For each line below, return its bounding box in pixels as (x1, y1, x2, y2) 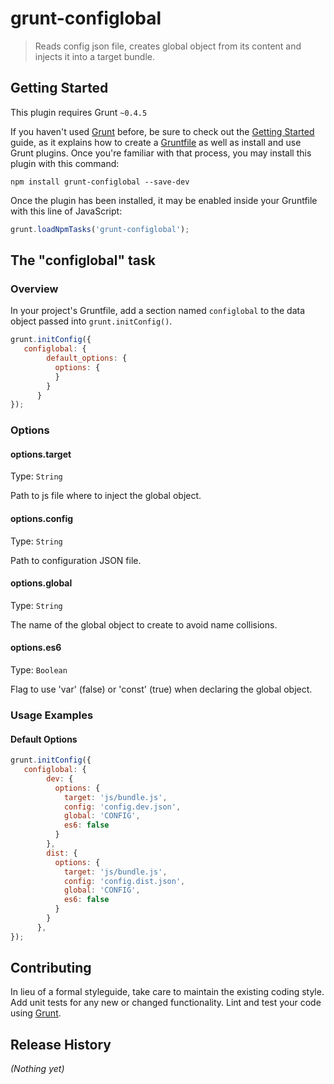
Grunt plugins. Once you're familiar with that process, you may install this (10, 147, 312, 159)
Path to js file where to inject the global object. (10, 490, 202, 502)
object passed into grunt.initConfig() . (10, 315, 173, 327)
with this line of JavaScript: (10, 205, 123, 217)
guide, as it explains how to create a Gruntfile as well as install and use (10, 136, 302, 148)
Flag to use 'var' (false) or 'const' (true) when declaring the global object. (10, 683, 313, 696)
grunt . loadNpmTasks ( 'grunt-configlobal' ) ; (10, 224, 190, 234)
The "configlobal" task (10, 252, 156, 269)
